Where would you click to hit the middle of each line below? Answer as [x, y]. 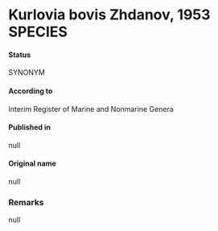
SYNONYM [27, 72]
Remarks [26, 202]
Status [20, 55]
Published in [29, 127]
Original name [32, 163]
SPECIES [38, 32]
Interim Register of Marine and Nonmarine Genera [91, 109]
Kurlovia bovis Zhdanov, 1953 [109, 15]
